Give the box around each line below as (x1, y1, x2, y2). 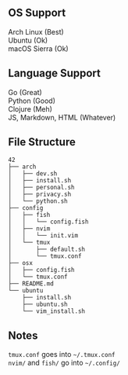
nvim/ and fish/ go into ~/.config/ (8, 358, 121, 368)
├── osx (8, 259, 34, 267)
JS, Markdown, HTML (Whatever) (8, 112, 116, 122)
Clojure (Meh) (8, 104, 53, 113)
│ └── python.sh (8, 197, 68, 205)
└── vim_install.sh (22, 307, 86, 315)
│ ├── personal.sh (8, 184, 76, 192)
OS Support (8, 6, 66, 20)
